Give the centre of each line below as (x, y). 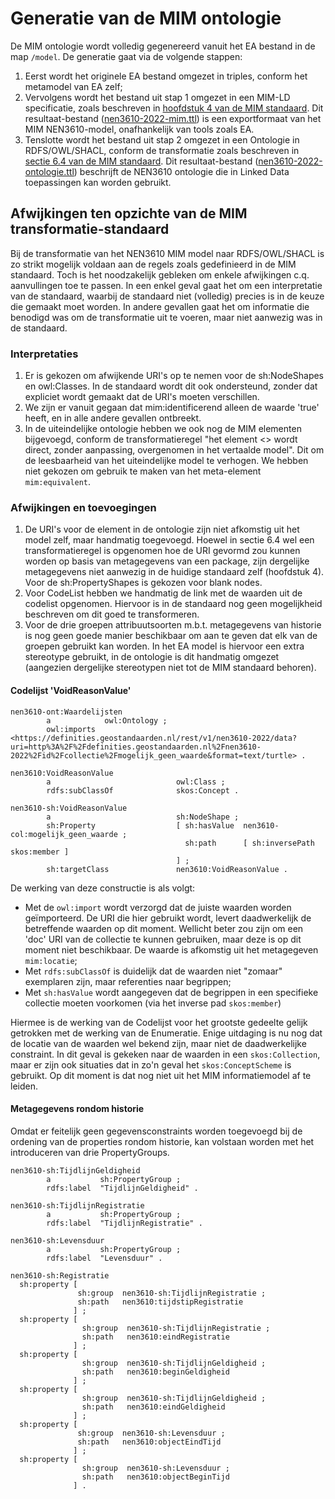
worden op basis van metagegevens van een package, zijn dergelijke (167, 561)
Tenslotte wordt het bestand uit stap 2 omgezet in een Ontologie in (162, 139)
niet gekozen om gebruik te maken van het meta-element (143, 471)
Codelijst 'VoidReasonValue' (71, 690)
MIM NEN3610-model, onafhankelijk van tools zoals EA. (139, 129)
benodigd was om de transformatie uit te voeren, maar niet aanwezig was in (166, 317)
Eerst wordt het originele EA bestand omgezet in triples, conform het (166, 76)
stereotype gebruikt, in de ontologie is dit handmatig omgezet (152, 657)
